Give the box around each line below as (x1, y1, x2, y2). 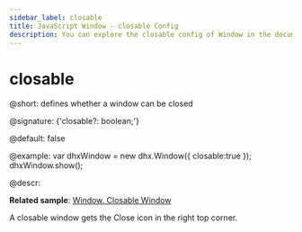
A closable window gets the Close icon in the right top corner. (9, 212, 238, 223)
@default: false (9, 133, 66, 144)
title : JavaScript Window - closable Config (9, 22, 179, 31)
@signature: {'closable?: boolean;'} (9, 116, 139, 127)
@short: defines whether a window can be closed (9, 98, 193, 109)
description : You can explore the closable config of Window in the (9, 30, 271, 39)
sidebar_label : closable (9, 13, 102, 22)
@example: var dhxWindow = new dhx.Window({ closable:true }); (9, 150, 252, 162)
